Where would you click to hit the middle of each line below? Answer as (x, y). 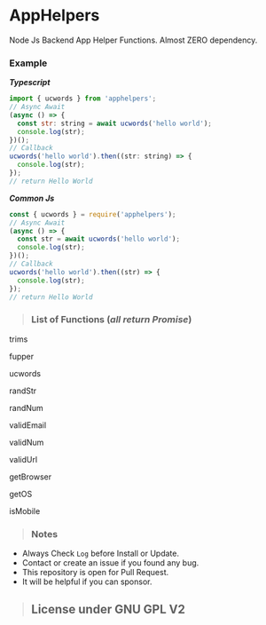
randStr (23, 391)
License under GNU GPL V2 (108, 609)
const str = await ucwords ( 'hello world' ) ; (98, 239)
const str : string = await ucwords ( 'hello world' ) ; (115, 123)
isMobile (25, 510)
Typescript (30, 83)
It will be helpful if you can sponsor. (87, 581)
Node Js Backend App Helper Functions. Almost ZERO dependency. (133, 40)
